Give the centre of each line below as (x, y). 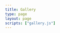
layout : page (18, 18)
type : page (16, 14)
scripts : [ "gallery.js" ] (30, 23)
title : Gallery (20, 9)
